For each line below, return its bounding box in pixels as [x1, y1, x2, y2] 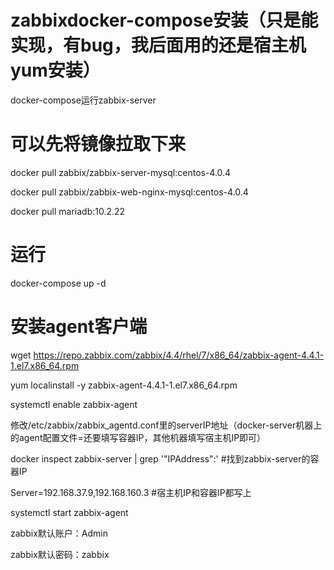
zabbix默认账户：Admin [10, 527, 108, 539]
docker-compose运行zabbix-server [10, 94, 157, 106]
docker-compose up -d [10, 277, 107, 289]
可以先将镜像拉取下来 [10, 133, 187, 156]
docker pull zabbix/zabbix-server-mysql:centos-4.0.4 [10, 166, 232, 178]
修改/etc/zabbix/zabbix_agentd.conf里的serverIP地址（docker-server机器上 [10, 419, 323, 431]
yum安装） [10, 59, 101, 82]
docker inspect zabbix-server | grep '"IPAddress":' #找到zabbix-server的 [10, 452, 311, 465]
